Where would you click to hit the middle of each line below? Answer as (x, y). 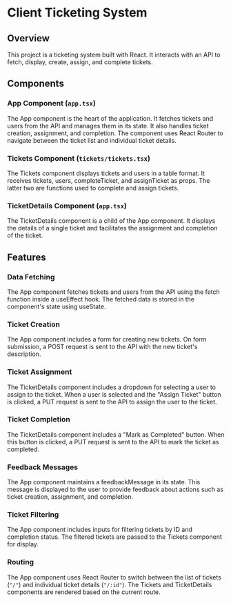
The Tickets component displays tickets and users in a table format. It (106, 173)
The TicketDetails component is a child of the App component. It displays (111, 221)
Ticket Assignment (40, 372)
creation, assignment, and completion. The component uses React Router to (115, 133)
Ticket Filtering (33, 515)
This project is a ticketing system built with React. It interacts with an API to (114, 55)
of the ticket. (25, 235)
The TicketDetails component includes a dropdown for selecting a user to (111, 387)
